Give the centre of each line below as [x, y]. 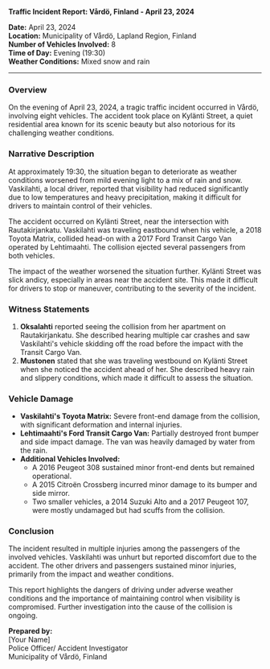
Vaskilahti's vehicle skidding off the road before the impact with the [131, 343]
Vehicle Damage [41, 399]
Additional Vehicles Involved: [70, 459]
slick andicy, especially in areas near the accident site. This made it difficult [133, 279]
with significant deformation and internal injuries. [101, 425]
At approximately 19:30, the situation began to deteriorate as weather [123, 171]
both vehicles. [32, 255]
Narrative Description [51, 154]
